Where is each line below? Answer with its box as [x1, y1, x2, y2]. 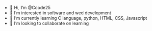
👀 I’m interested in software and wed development [9, 10, 111, 16]
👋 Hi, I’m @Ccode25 [9, 5, 51, 10]
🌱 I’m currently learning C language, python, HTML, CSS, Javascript [9, 15, 147, 21]
